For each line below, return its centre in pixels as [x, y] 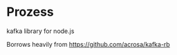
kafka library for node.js [40, 31]
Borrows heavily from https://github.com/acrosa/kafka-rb [88, 44]
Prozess [30, 12]
